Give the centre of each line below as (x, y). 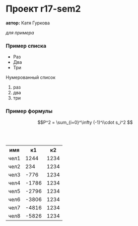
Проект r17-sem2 (43, 9)
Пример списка (26, 46)
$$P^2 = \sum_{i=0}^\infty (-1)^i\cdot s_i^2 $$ (85, 122)
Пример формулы (29, 111)
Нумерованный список (31, 78)
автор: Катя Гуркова (28, 23)
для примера (20, 32)
